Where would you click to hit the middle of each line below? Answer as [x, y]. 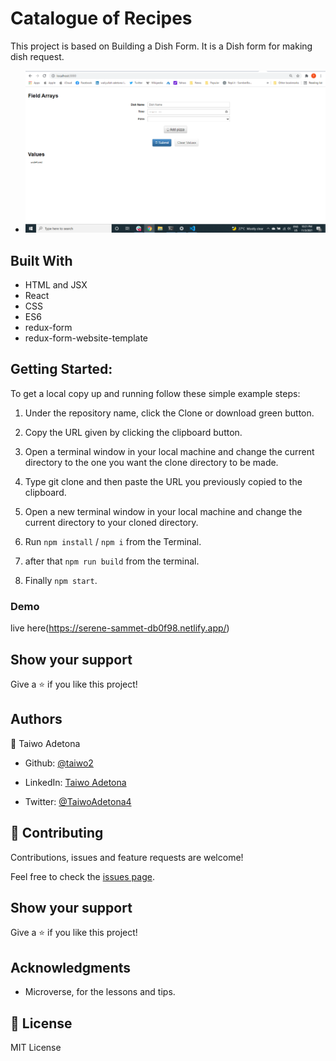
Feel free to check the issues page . [82, 876]
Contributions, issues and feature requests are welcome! [127, 857]
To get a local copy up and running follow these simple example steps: [155, 393]
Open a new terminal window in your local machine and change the [163, 511]
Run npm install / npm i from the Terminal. [113, 541]
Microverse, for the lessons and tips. [100, 992]
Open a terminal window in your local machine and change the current [169, 451]
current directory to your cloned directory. [111, 522]
